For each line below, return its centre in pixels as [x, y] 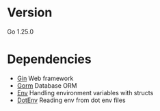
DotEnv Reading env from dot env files [71, 100]
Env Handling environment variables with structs [85, 92]
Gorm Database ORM [47, 85]
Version [30, 13]
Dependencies [49, 59]
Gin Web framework [45, 78]
